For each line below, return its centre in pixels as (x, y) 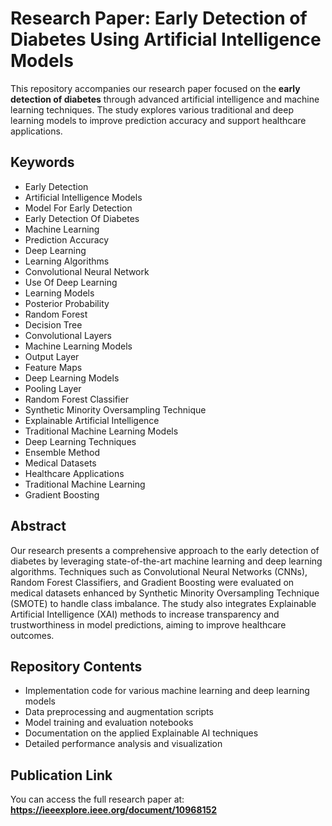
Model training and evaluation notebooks (109, 723)
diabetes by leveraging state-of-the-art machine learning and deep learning (166, 561)
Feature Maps (53, 367)
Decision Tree (53, 324)
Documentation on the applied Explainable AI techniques (141, 733)
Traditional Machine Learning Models (101, 431)
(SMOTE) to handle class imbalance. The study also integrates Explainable (163, 603)
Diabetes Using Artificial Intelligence (166, 39)
